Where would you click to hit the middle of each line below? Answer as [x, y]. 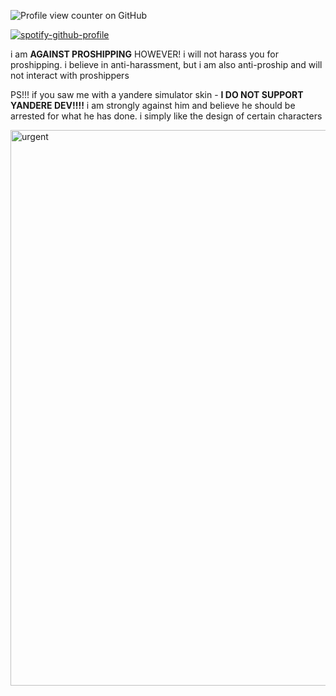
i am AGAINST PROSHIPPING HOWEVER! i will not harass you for [144, 54]
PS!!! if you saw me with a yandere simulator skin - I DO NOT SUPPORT [157, 94]
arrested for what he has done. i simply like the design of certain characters [166, 116]
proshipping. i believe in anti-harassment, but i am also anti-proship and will [166, 64]
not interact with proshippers [70, 75]
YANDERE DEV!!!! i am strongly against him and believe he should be [153, 105]
